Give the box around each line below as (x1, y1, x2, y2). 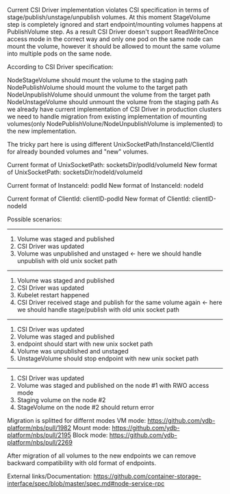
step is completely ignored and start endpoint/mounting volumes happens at (7, 21, 222, 28)
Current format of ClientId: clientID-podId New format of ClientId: (7, 195, 191, 203)
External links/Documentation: (7, 472, 92, 480)
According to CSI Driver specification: (7, 63, 114, 71)
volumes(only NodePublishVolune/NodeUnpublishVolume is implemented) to (7, 120, 223, 127)
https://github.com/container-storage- (93, 472, 202, 480)
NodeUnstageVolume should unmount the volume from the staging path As (7, 98, 219, 106)
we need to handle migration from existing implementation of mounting (7, 112, 207, 121)
